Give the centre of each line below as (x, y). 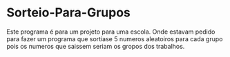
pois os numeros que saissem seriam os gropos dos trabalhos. (96, 46)
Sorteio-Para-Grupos (68, 13)
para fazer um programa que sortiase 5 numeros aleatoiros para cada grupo (115, 38)
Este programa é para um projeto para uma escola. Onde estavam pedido (111, 32)
